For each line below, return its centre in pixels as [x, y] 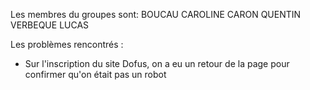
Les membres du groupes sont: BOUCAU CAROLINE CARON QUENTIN [156, 14]
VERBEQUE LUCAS [50, 25]
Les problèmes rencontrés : [67, 44]
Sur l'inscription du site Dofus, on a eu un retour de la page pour [157, 63]
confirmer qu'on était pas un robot [95, 74]
